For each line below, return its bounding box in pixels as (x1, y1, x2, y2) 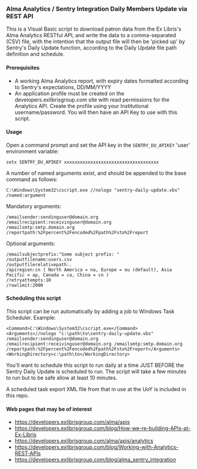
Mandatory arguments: (6, 202, 62, 209)
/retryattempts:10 (6, 277, 51, 283)
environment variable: (6, 147, 59, 155)
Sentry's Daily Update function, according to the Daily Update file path (6, 44, 177, 51)
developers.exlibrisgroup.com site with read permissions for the (14, 96, 169, 103)
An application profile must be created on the (14, 90, 125, 97)
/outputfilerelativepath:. (6, 261, 72, 267)
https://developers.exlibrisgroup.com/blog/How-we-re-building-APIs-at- (14, 425, 191, 432)
